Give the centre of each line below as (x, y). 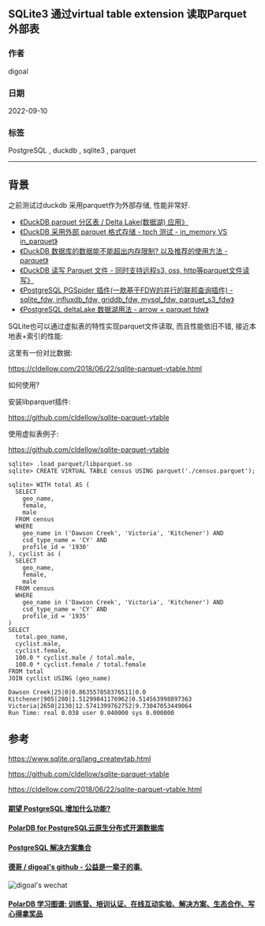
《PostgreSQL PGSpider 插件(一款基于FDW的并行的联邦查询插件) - (126, 290)
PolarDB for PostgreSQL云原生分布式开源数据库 (86, 828)
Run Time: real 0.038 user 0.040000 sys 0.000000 (91, 713)
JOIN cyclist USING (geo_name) (60, 679)
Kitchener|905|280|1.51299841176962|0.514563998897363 (100, 699)
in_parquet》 (38, 241)
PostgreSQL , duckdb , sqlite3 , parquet (72, 151)
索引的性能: (45, 336)
